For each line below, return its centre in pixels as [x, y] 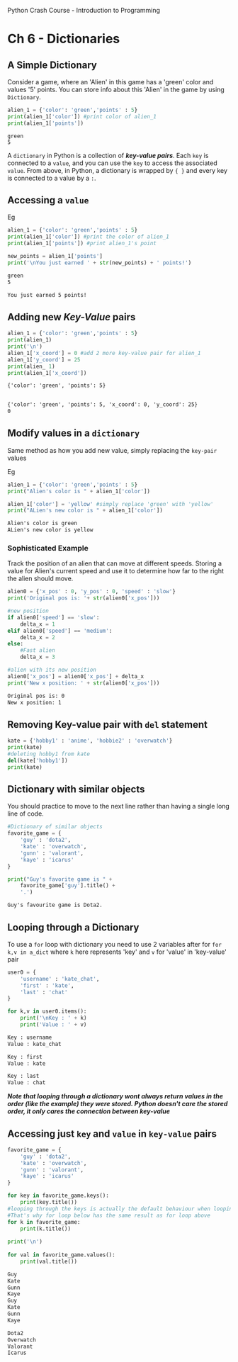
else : [15, 644]
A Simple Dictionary [52, 65]
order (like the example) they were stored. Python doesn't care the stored [118, 1104]
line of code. [25, 814]
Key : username [30, 1037]
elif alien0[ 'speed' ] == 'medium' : [60, 631]
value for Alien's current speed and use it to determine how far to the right [116, 571]
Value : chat [27, 1083]
